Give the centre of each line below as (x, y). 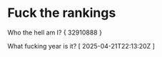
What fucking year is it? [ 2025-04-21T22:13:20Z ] (81, 46)
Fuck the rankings (62, 13)
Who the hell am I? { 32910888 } (55, 32)
